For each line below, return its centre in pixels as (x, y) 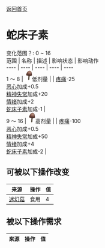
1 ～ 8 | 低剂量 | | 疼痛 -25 (40, 79)
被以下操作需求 (34, 222)
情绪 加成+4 (20, 144)
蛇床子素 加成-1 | (26, 109)
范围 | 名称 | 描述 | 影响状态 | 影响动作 (52, 60)
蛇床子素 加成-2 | (26, 151)
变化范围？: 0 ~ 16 (28, 53)
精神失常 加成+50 (27, 136)
